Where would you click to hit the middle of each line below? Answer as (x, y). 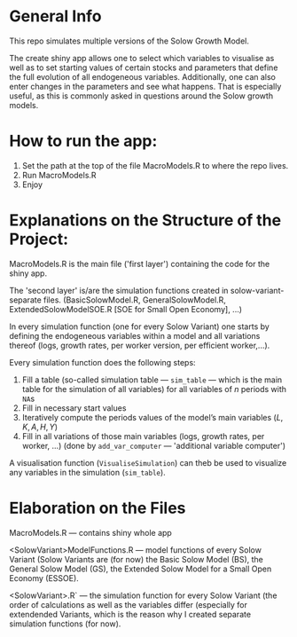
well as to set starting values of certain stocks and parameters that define (144, 67)
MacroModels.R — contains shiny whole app (91, 532)
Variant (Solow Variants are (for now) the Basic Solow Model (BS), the (137, 559)
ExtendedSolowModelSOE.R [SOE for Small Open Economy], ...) (125, 309)
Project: (39, 239)
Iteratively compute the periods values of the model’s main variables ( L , (152, 417)
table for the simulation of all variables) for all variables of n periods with (154, 389)
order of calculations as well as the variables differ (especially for (129, 604)
